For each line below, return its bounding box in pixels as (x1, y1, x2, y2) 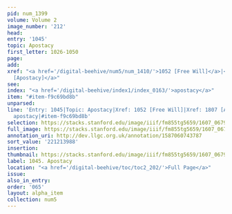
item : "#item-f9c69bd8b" (7, 94, 79, 101)
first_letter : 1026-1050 (7, 49, 79, 56)
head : (7, 29, 23, 37)
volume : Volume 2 (7, 17, 57, 23)
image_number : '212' (7, 23, 67, 30)
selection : (7, 119, 39, 126)
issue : (7, 171, 26, 177)
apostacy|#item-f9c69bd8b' (13, 113, 91, 119)
